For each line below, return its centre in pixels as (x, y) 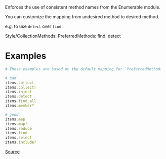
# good (12, 114)
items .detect (19, 97)
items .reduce (19, 128)
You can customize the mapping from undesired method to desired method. (82, 17)
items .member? (20, 106)
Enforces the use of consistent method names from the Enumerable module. (83, 7)
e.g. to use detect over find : (34, 26)
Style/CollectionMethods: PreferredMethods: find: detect (63, 36)
